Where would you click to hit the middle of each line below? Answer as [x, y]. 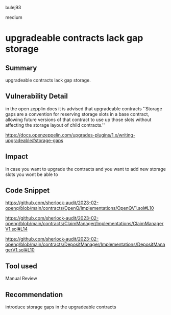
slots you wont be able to [32, 174]
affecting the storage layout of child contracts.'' [55, 125]
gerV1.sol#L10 [20, 250]
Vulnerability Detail [36, 96]
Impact [17, 157]
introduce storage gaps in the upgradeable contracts [61, 307]
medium [14, 17]
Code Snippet [28, 191]
